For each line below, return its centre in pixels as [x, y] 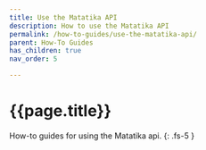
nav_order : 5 [33, 59]
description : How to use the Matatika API [89, 26]
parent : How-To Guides [51, 42]
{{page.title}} [60, 111]
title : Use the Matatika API [63, 17]
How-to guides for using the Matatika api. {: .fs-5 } [102, 136]
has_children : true [45, 51]
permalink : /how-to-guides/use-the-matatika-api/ [103, 34]
